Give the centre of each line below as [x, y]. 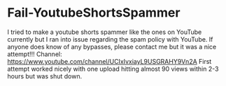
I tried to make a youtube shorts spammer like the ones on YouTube [105, 32]
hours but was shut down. [45, 76]
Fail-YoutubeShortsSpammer [94, 13]
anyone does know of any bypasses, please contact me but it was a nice [112, 46]
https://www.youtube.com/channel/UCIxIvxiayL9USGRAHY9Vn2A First [110, 61]
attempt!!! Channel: [35, 54]
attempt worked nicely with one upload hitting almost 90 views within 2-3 [113, 69]
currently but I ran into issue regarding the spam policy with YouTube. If [110, 39]
